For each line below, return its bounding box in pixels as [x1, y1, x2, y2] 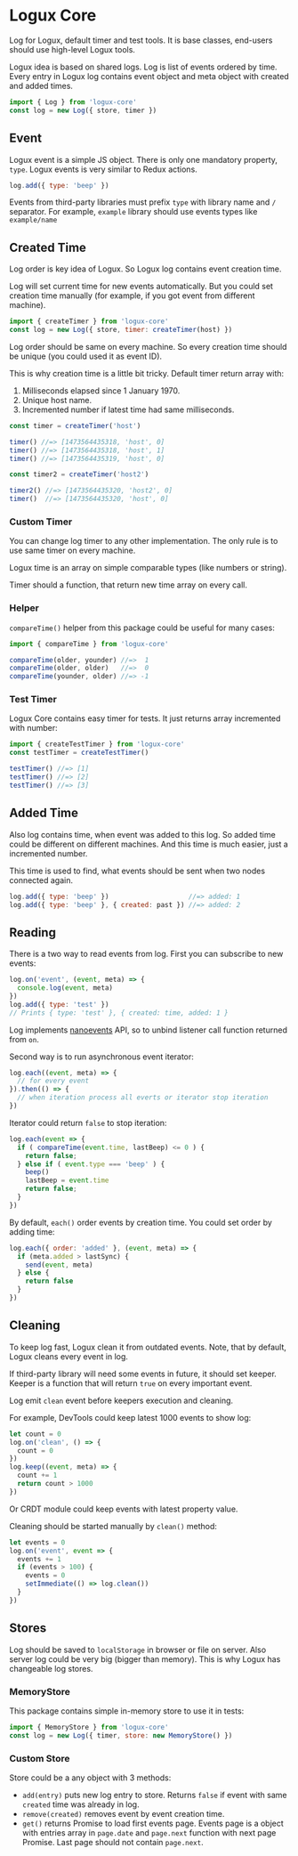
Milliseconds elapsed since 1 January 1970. [21, 385, 181, 396]
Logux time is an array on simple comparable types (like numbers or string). [9, 563, 287, 573]
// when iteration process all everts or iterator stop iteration [17, 1093, 269, 1102]
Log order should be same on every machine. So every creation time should [9, 341, 287, 352]
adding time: [9, 1226, 55, 1237]
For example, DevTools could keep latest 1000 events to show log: [9, 1412, 252, 1422]
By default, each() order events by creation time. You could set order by [9, 1217, 273, 1228]
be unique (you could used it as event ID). [9, 351, 163, 361]
